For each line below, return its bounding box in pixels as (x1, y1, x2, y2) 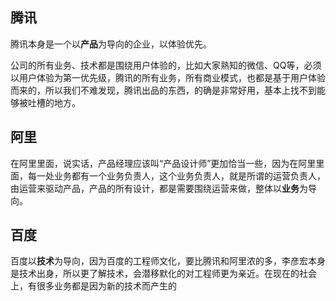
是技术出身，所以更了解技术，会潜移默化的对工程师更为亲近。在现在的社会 (10, 268, 317, 280)
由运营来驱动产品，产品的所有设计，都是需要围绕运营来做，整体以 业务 (10, 182, 300, 194)
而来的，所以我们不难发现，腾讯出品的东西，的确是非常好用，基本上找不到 (10, 84, 317, 96)
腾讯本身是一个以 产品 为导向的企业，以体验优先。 (10, 38, 212, 50)
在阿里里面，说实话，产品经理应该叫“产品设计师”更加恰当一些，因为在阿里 (10, 157, 317, 169)
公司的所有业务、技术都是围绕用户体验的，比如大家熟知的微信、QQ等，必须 (10, 59, 322, 71)
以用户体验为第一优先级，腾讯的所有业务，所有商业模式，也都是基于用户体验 (10, 71, 326, 83)
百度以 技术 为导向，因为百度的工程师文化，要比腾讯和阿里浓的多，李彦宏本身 (10, 255, 326, 267)
